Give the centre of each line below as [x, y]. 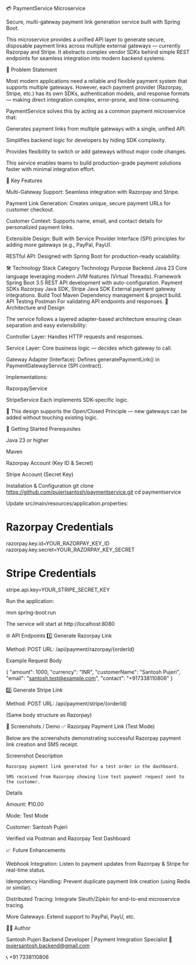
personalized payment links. [40, 227]
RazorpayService [27, 388]
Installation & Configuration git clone [50, 486]
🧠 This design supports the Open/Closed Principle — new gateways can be [97, 411]
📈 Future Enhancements [36, 850]
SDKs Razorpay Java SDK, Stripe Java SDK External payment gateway [91, 289]
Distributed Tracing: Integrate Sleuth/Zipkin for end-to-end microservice [93, 899]
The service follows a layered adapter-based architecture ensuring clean [94, 319]
